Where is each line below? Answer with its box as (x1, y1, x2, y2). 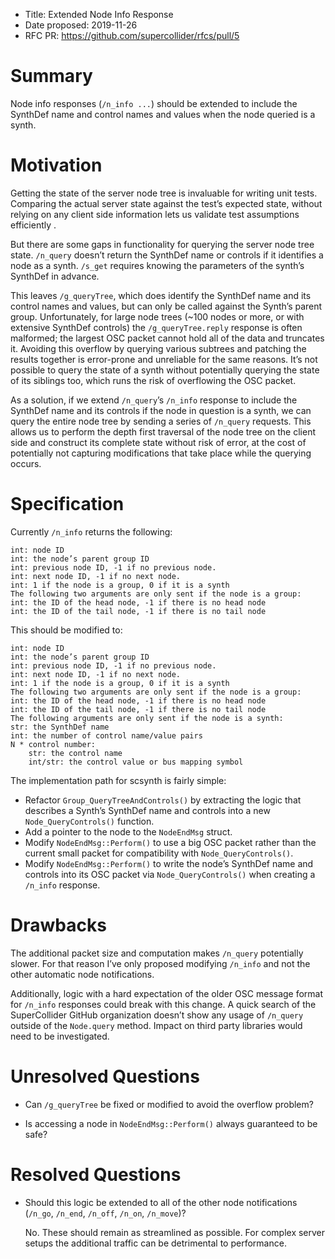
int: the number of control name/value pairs (10, 730, 203, 741)
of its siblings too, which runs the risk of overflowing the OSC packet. (10, 374, 297, 386)
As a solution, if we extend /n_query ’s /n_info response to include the (10, 394, 298, 406)
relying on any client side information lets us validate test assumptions (10, 208, 300, 220)
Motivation (10, 154, 103, 177)
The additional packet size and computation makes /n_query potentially (10, 947, 304, 959)
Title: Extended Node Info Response (24, 9, 174, 20)
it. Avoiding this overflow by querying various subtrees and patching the (10, 342, 307, 354)
